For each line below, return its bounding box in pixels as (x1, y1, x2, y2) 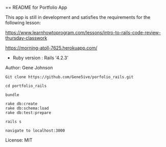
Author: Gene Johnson (5, 65, 53, 70)
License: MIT (5, 137, 33, 143)
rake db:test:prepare (5, 110, 52, 115)
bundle (5, 92, 19, 97)
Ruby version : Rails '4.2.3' (12, 55, 69, 61)
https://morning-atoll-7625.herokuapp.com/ (5, 45, 98, 51)
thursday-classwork (5, 35, 48, 41)
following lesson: (5, 20, 41, 26)
